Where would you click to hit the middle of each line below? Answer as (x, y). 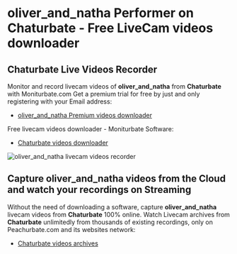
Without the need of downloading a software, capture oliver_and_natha (112, 206)
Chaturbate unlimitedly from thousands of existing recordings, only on (110, 222)
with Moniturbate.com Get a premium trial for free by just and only (104, 94)
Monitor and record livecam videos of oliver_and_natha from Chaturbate (114, 86)
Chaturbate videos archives (58, 243)
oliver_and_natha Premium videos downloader (85, 115)
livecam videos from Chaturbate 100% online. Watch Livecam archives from (118, 214)
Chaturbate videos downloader (63, 143)
